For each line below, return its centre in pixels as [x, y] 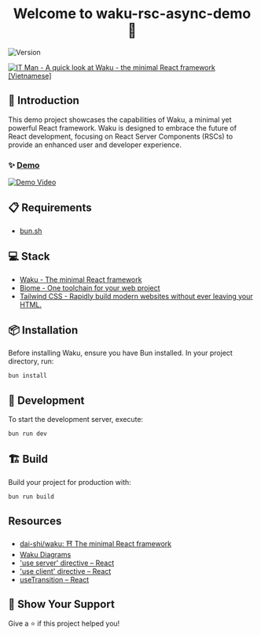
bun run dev [28, 434]
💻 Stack [29, 257]
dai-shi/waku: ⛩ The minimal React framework [95, 543]
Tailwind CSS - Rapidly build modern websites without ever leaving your [136, 296]
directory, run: [31, 361]
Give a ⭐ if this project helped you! [64, 623]
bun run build [31, 497]
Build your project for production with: [70, 482]
